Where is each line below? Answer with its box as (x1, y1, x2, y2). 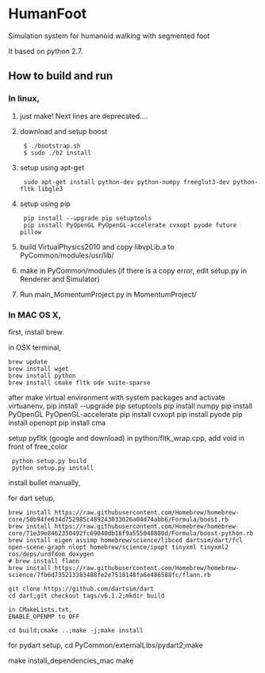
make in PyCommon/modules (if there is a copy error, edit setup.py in (19, 266, 248, 275)
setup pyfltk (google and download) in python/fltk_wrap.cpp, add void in (8, 433, 244, 442)
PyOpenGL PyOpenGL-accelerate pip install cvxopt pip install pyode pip (8, 409, 244, 419)
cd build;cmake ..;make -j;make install (8, 626, 144, 634)
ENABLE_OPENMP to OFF (8, 612, 80, 621)
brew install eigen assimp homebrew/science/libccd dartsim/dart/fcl (8, 536, 244, 544)
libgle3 (37, 185, 63, 193)
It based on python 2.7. (8, 46, 83, 55)
